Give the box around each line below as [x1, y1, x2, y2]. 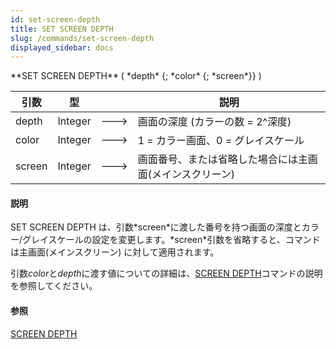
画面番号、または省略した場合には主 [137, 152, 308, 166]
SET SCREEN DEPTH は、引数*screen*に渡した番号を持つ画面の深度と [10, 221, 302, 233]
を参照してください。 [10, 280, 98, 292]
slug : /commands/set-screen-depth [10, 33, 155, 43]
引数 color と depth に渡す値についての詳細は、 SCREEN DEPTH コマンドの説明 [10, 267, 323, 280]
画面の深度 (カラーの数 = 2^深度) [137, 115, 292, 129]
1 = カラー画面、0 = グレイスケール [137, 134, 305, 148]
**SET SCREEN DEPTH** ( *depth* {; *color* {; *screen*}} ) [10, 70, 262, 82]
